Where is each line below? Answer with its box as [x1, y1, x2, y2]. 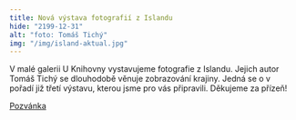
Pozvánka [9, 101, 47, 112]
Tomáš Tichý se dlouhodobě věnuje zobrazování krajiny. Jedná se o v [9, 74, 271, 85]
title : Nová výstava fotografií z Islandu [9, 13, 173, 23]
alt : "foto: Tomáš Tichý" [9, 30, 107, 39]
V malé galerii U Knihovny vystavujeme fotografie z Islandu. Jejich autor [9, 64, 280, 75]
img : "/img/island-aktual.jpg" [9, 38, 128, 48]
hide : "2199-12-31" [9, 22, 84, 31]
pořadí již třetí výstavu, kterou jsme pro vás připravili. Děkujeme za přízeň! [9, 83, 288, 94]
